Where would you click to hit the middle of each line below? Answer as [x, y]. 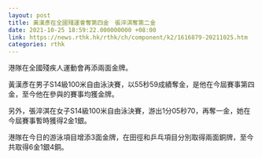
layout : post [30, 15]
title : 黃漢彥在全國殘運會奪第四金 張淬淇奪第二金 [82, 23]
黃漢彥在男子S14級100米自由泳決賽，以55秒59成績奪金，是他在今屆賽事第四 [131, 85]
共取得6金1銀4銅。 [38, 147]
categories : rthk [37, 45]
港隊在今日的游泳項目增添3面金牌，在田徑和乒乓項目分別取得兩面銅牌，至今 [131, 137]
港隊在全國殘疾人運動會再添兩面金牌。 [70, 68]
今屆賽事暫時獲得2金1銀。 [50, 121]
